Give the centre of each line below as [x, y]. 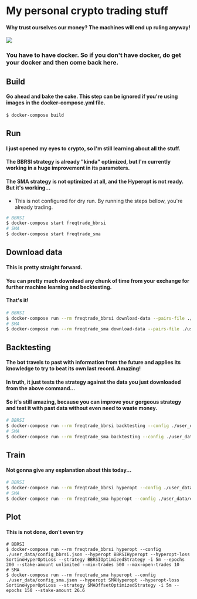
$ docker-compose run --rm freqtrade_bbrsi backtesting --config [87, 426]
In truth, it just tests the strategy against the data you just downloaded [94, 382]
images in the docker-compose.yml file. [56, 103]
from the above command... [41, 388]
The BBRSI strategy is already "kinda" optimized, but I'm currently [89, 162]
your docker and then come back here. [62, 63]
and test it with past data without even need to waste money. [82, 408]
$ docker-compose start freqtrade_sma [53, 234]
